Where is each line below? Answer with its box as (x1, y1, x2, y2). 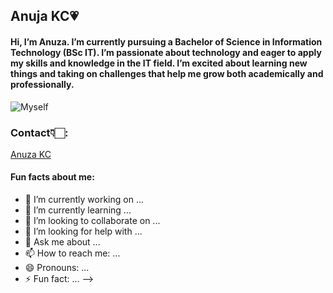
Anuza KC (10, 148, 52, 160)
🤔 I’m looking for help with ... (24, 225, 143, 238)
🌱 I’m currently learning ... (24, 204, 132, 216)
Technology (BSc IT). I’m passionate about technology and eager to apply (10, 46, 322, 58)
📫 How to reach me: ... (24, 247, 121, 259)
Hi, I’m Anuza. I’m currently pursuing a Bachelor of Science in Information (10, 35, 323, 48)
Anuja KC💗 (10, 8, 80, 25)
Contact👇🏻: (10, 125, 69, 139)
